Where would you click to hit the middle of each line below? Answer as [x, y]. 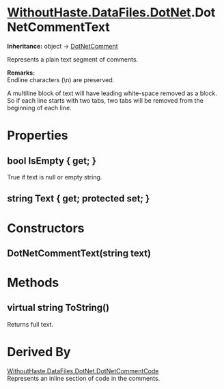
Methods [33, 283]
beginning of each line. [39, 108]
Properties [38, 136]
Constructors [46, 228]
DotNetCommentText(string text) [79, 253]
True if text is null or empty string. [55, 177]
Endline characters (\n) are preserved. [61, 79]
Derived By [39, 352]
